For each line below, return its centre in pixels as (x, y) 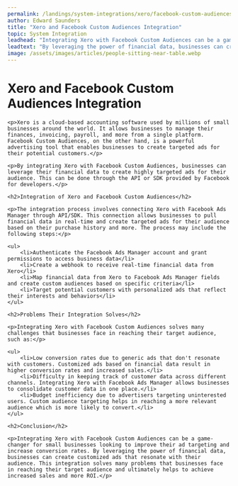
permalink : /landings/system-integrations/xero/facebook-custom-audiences (120, 14)
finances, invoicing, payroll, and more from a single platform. (106, 135)
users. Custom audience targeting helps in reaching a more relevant (112, 401)
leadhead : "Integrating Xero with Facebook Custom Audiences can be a (114, 40)
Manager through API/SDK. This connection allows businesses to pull (112, 215)
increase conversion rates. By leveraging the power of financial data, (117, 451)
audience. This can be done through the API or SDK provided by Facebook (119, 178)
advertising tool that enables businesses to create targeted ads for (114, 147)
